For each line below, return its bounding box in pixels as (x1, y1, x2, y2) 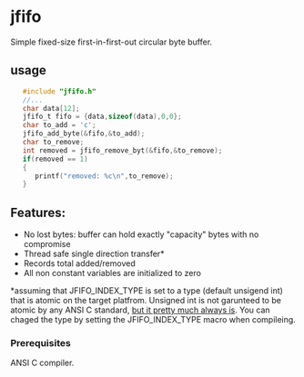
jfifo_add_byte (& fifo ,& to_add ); (22, 129, 146, 138)
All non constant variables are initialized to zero (23, 268, 201, 279)
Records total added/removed (23, 258, 136, 269)
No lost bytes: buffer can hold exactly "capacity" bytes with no (23, 229, 259, 240)
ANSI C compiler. (10, 357, 75, 369)
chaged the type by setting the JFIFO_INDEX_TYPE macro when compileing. (10, 314, 297, 325)
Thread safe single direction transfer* (23, 248, 165, 260)
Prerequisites (10, 336, 71, 349)
